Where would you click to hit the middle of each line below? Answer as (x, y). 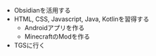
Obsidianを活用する (42, 10)
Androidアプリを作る (54, 28)
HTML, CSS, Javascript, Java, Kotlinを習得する (82, 19)
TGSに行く (30, 45)
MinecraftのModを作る (57, 36)
